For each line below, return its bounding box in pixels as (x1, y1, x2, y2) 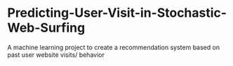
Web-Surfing (7, 20, 86, 36)
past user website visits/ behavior (7, 51, 105, 59)
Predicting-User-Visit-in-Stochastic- (7, 5, 227, 21)
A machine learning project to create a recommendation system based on (7, 43, 220, 51)
